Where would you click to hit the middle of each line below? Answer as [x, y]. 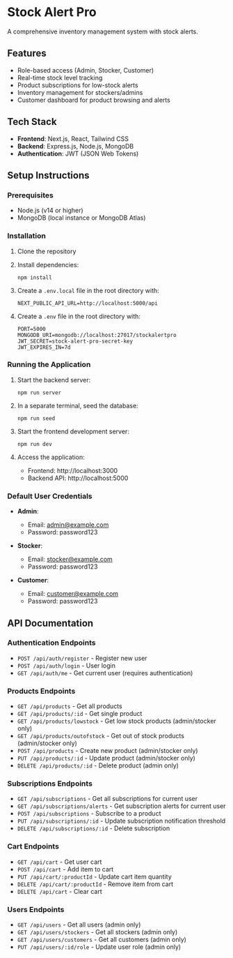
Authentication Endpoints [51, 643]
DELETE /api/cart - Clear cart [59, 891]
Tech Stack [32, 122]
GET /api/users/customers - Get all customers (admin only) [102, 940]
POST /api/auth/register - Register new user [82, 658]
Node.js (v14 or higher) [50, 211]
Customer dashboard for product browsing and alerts [94, 100]
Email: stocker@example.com [70, 560]
